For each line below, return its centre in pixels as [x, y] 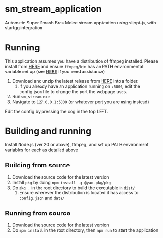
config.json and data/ [42, 198]
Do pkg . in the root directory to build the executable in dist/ [73, 188]
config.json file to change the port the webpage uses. [73, 91]
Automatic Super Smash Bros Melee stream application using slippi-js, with [81, 23]
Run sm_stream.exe [31, 96]
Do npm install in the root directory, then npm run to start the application [85, 230]
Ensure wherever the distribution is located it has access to [79, 192]
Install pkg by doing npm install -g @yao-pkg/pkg [61, 182]
